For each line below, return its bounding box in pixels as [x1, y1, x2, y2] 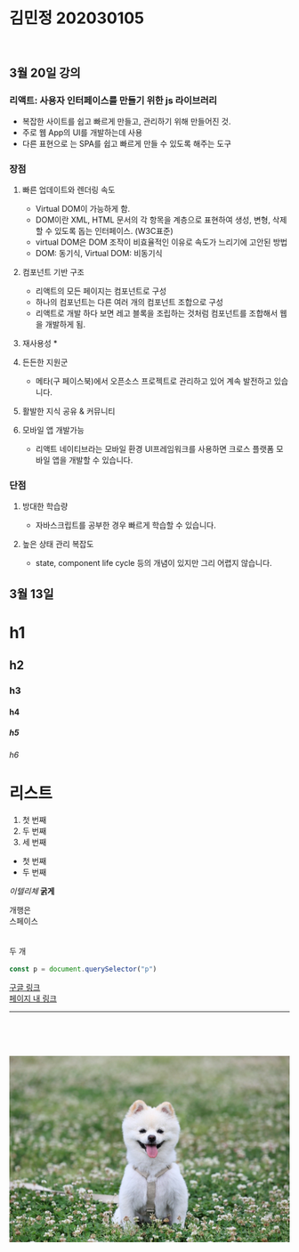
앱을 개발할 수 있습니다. [52, 455, 133, 465]
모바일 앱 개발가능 [21, 424, 85, 436]
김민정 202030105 [9, 8, 145, 28]
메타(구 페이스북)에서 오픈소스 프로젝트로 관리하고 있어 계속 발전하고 [35, 376, 272, 387]
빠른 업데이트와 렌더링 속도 [21, 184, 116, 196]
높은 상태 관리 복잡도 [21, 539, 94, 550]
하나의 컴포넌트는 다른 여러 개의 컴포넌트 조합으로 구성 [35, 297, 224, 308]
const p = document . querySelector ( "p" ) [9, 965, 158, 973]
